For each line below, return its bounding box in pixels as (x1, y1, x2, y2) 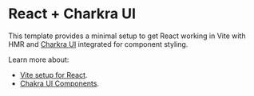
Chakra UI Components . (19, 79, 100, 88)
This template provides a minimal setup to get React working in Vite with (8, 31, 246, 40)
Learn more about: (8, 55, 69, 64)
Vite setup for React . (19, 70, 88, 79)
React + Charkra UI (8, 5, 136, 23)
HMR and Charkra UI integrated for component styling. (8, 39, 189, 48)
